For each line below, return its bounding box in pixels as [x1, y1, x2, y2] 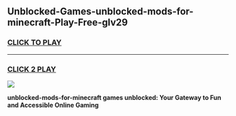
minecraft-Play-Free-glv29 [7, 17, 129, 29]
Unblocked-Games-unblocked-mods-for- [7, 6, 194, 18]
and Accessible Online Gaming [7, 101, 99, 109]
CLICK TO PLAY [7, 38, 62, 48]
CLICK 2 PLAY [7, 64, 56, 74]
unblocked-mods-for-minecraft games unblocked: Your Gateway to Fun [7, 93, 221, 101]
